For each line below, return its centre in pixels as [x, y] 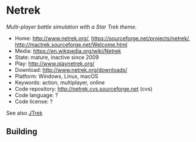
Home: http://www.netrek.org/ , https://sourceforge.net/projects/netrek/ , [102, 38]
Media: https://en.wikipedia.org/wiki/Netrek [68, 51]
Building [22, 132]
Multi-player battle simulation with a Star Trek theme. [72, 27]
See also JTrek [24, 113]
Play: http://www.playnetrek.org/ [55, 64]
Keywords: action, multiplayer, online [60, 82]
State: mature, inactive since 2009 [57, 57]
